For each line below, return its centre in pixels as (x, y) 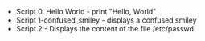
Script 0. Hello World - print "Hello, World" (86, 12)
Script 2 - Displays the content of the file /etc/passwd (105, 29)
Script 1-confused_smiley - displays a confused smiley (106, 20)
